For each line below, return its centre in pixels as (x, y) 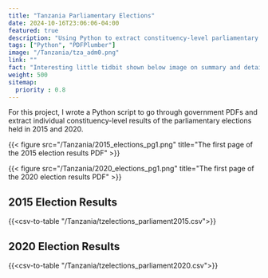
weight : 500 (28, 75)
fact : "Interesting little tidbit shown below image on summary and (124, 68)
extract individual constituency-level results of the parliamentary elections (130, 121)
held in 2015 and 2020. (46, 129)
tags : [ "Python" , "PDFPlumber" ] (62, 45)
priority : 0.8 (41, 90)
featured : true (33, 30)
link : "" (23, 61)
